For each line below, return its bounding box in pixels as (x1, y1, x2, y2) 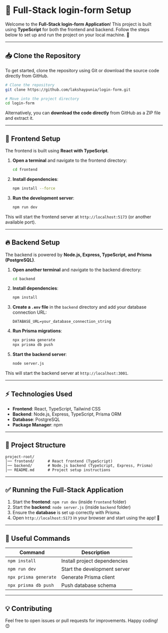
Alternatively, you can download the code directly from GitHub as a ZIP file (5, 110, 161, 116)
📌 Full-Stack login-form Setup (5, 5, 131, 16)
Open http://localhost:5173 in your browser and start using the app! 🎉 (12, 515, 160, 521)
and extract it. (5, 115, 34, 121)
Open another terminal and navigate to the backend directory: (12, 267, 141, 273)
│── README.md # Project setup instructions (5, 467, 111, 473)
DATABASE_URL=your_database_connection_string (12, 319, 111, 324)
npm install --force (12, 185, 55, 191)
